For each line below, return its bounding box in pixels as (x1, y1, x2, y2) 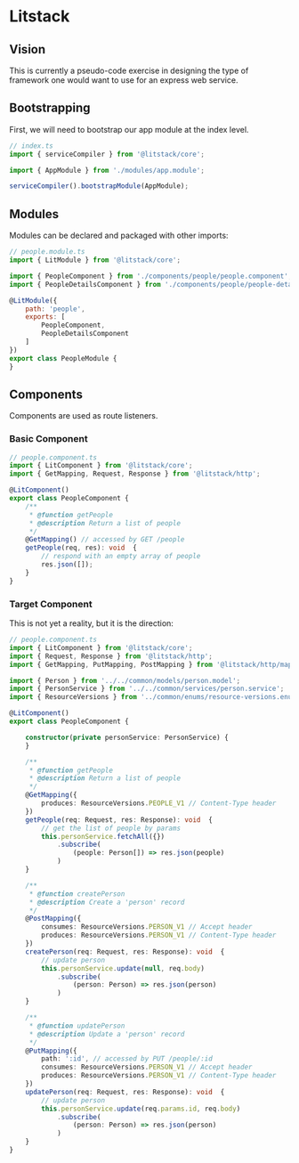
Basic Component (9, 433, 88, 445)
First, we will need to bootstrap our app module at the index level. (9, 124, 249, 134)
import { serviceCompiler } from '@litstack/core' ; (9, 150, 205, 159)
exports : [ (25, 313, 66, 321)
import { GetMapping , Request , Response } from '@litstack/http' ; (9, 469, 261, 478)
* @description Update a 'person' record (28, 1029, 185, 1038)
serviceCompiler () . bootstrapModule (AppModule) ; (9, 182, 190, 191)
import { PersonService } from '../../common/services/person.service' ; (9, 684, 285, 694)
